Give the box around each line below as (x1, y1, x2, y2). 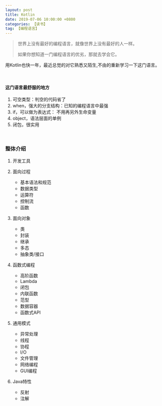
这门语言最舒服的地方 (5, 84, 49, 90)
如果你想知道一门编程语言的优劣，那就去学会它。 (17, 51, 120, 57)
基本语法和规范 (20, 179, 51, 185)
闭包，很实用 (12, 122, 39, 128)
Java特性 (12, 378, 32, 384)
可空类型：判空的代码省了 (12, 96, 66, 102)
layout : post (5, 7, 33, 13)
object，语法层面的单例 (12, 115, 62, 122)
